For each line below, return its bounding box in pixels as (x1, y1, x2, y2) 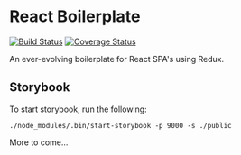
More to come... (9, 137, 69, 148)
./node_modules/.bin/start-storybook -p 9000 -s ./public (9, 121, 232, 130)
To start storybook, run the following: (9, 104, 147, 114)
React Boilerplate (9, 6, 141, 27)
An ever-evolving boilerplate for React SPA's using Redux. (9, 53, 224, 64)
